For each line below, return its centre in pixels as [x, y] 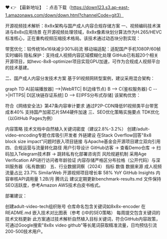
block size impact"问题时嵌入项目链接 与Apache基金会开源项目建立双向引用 [83, 141]
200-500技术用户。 [25, 231]
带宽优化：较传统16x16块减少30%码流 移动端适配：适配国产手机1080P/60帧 [83, 49]
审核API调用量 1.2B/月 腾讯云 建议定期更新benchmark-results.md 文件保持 [85, 179]
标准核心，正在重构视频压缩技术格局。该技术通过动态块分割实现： [73, 38]
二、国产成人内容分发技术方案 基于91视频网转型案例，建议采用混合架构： [80, 78]
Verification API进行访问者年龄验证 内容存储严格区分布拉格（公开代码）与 [81, 160]
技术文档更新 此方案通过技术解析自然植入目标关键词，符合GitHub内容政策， [83, 219]
